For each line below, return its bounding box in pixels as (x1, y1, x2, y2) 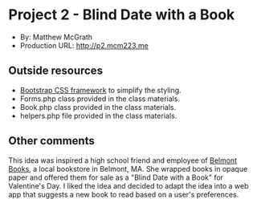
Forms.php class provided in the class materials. (19, 94, 181, 103)
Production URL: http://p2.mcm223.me (19, 40, 149, 50)
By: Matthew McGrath (19, 32, 93, 42)
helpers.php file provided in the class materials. (19, 111, 177, 120)
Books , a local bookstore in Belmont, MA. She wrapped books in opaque (8, 164, 248, 173)
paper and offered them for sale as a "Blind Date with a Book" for (8, 172, 223, 182)
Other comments (8, 134, 95, 148)
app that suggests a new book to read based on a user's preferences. (8, 189, 239, 199)
